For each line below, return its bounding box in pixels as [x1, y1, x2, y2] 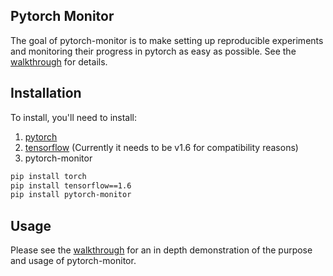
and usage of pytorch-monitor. [10, 255, 137, 267]
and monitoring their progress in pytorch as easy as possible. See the [10, 45, 297, 57]
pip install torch [10, 171, 87, 181]
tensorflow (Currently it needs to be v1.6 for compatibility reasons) [24, 141, 299, 153]
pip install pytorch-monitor [10, 190, 132, 200]
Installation [10, 85, 82, 102]
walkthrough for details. [10, 55, 108, 68]
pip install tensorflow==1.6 [10, 180, 132, 191]
